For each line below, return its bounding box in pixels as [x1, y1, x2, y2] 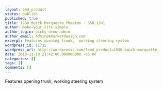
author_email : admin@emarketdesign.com [5, 34, 86, 39]
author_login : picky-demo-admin [5, 29, 70, 34]
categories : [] [5, 56, 36, 61]
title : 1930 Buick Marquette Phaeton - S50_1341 [5, 20, 105, 25]
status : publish [5, 12, 38, 16]
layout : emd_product [5, 7, 47, 12]
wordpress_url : [5, 47, 36, 52]
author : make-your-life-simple [5, 25, 68, 30]
